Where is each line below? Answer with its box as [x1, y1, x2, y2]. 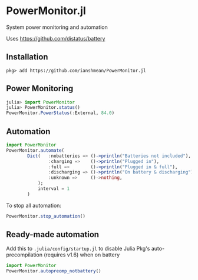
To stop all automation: [6, 202, 62, 209]
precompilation [6, 251, 43, 258]
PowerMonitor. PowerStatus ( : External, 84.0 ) [6, 110, 115, 116]
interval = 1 [37, 186, 70, 192]
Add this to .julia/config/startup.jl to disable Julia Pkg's [6, 245, 150, 252]
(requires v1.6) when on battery [44, 251, 120, 258]
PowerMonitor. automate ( [6, 147, 65, 154]
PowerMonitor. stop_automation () [6, 213, 85, 219]
